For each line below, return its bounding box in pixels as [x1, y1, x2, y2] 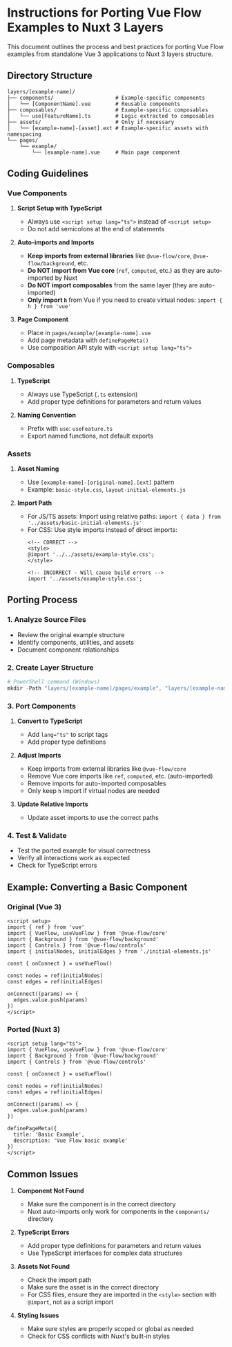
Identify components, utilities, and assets [17, 638, 135, 646]
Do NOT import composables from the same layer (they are [27, 281, 198, 289]
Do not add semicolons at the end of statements [27, 225, 164, 233]
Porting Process [7, 594, 78, 606]
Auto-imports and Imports [17, 238, 95, 247]
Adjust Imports [17, 751, 61, 760]
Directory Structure [7, 70, 93, 82]
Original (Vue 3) [7, 902, 62, 911]
